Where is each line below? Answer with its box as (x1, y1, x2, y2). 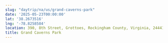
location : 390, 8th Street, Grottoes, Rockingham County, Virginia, (5, 26, 151, 31)
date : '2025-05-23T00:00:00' (5, 12, 66, 17)
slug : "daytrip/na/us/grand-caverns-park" (5, 7, 95, 12)
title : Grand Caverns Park (5, 30, 61, 35)
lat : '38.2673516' (5, 16, 43, 21)
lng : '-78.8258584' (5, 21, 46, 26)
